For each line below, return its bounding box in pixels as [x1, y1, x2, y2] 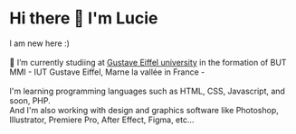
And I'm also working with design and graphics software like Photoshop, [9, 104, 279, 115]
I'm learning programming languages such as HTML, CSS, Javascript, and [9, 85, 285, 96]
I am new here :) [9, 38, 71, 49]
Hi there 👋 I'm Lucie [9, 8, 158, 29]
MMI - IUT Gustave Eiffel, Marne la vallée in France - [9, 67, 205, 77]
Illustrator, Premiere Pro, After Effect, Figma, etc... [9, 114, 195, 125]
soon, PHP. [9, 94, 52, 106]
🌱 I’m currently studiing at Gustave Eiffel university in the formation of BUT [9, 57, 287, 67]
